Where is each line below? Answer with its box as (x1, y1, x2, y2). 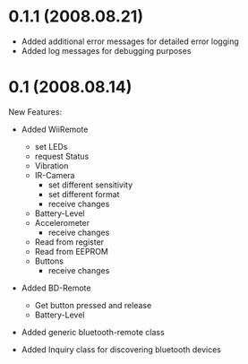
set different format (47, 188, 120, 199)
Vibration (34, 160, 69, 171)
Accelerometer (34, 217, 90, 228)
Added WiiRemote (21, 124, 89, 134)
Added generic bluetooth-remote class (21, 326, 165, 337)
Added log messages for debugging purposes (21, 45, 192, 56)
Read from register (34, 236, 105, 247)
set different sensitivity (47, 179, 133, 190)
